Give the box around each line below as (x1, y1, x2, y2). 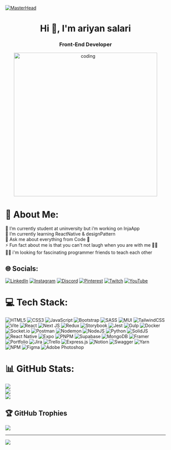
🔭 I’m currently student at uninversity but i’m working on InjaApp (5, 225, 140, 232)
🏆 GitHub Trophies (5, 409, 68, 417)
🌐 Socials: (5, 264, 39, 273)
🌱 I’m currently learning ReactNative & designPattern (5, 231, 116, 237)
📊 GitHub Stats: (5, 363, 75, 375)
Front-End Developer (59, 41, 112, 48)
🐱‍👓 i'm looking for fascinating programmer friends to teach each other (5, 249, 153, 255)
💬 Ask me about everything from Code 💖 (5, 236, 90, 243)
